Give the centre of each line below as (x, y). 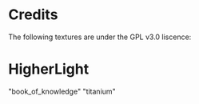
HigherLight (49, 69)
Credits (33, 15)
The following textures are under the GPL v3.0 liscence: (100, 37)
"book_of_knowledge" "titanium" (62, 91)
